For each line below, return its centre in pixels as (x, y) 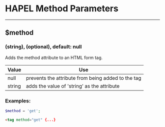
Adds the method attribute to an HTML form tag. (54, 58)
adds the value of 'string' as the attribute (73, 86)
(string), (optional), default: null (43, 47)
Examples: (18, 100)
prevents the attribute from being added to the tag (84, 78)
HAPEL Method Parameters (62, 9)
